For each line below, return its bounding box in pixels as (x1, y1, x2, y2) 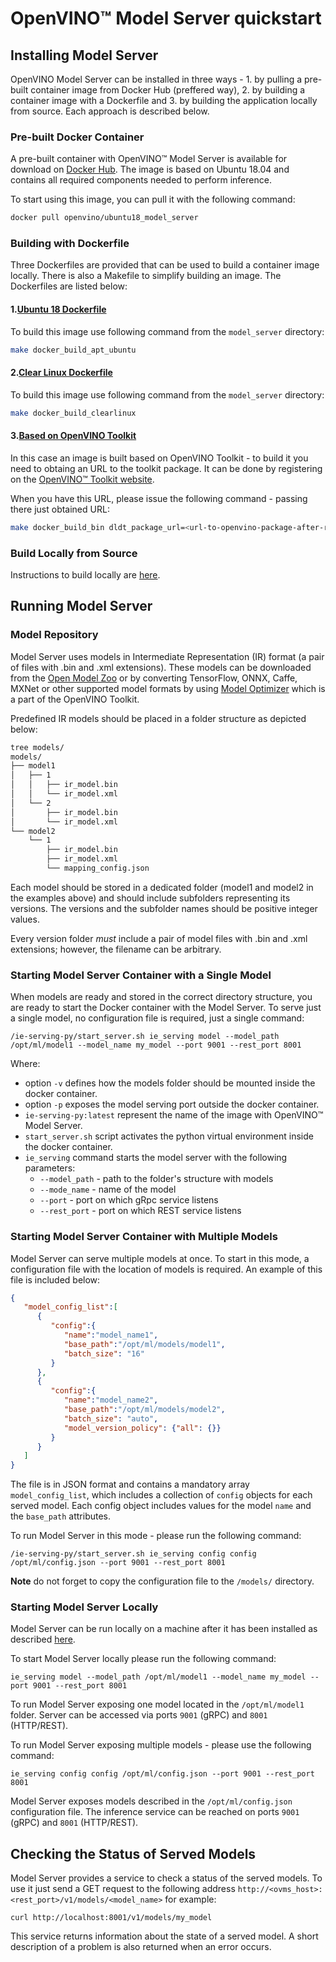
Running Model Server (10, 598, 153, 615)
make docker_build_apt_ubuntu (10, 345, 137, 355)
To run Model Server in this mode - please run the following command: (10, 1530, 302, 1542)
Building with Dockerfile (10, 237, 130, 251)
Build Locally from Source (10, 546, 138, 560)
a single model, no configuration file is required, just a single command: (10, 1012, 305, 1024)
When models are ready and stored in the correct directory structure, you (10, 991, 313, 1003)
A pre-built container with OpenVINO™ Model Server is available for (10, 153, 288, 165)
